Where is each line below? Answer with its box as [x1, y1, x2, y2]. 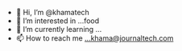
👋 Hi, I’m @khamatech [15, 8, 90, 17]
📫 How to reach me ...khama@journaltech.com [15, 33, 174, 43]
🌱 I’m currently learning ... [15, 25, 102, 33]
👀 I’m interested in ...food [15, 16, 100, 25]
